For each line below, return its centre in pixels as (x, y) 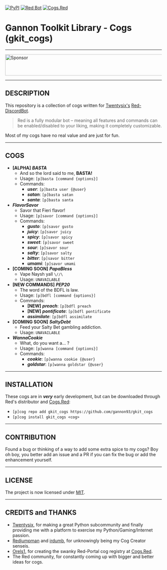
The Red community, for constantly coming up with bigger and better (83, 557)
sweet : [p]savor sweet (50, 242)
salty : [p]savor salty (49, 253)
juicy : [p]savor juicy (49, 231)
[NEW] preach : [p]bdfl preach (59, 306)
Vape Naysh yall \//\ (41, 274)
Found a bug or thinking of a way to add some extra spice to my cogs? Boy (82, 449)
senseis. (21, 546)
